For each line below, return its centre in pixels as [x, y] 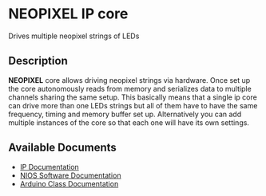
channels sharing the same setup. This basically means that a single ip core [133, 97]
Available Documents [63, 148]
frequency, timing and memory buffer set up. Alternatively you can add [125, 114]
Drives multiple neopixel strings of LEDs [74, 36]
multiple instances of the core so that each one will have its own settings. [129, 122]
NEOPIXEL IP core [68, 14]
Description [38, 61]
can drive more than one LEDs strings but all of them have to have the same [133, 105]
